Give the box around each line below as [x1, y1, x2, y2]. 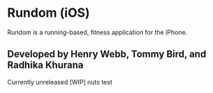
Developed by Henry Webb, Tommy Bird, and [7, 48, 207, 60]
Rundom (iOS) [7, 5, 90, 21]
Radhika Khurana [7, 59, 84, 71]
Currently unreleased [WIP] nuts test [7, 78, 113, 86]
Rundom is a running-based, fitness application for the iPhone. [7, 28, 188, 36]
